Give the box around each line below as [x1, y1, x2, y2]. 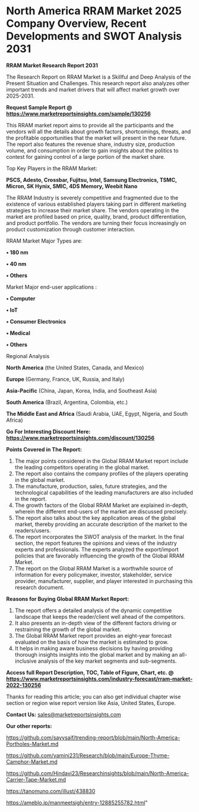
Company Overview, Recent [6, 17, 147, 30]
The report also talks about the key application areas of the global [14, 514, 176, 521]
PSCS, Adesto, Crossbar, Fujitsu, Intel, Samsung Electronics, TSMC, [6, 176, 177, 183]
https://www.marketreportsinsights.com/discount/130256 [6, 434, 155, 441]
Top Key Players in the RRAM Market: [6, 165, 97, 172]
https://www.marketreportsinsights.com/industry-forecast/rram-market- [6, 675, 193, 682]
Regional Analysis [6, 352, 50, 359]
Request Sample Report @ [6, 104, 72, 111]
